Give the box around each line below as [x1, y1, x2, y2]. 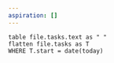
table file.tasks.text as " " [8, 33, 108, 41]
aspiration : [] [8, 11, 58, 20]
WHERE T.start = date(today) [8, 46, 104, 55]
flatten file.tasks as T [8, 40, 90, 48]
